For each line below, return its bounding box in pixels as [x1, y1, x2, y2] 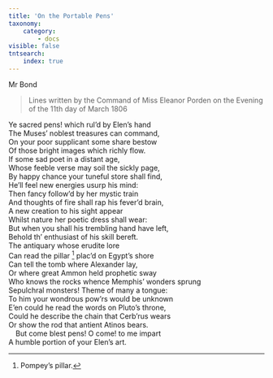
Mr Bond [8, 79, 38, 89]
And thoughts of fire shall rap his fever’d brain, [8, 197, 164, 207]
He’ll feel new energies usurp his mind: [8, 180, 139, 189]
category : [23, 27, 57, 35]
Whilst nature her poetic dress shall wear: [8, 215, 148, 224]
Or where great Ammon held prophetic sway [8, 267, 157, 277]
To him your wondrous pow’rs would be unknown [8, 293, 174, 303]
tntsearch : [8, 50, 45, 58]
